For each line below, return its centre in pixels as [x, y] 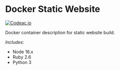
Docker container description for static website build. [60, 32]
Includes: [15, 42]
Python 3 [22, 62]
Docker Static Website [53, 9]
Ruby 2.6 [22, 57]
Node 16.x [23, 52]
